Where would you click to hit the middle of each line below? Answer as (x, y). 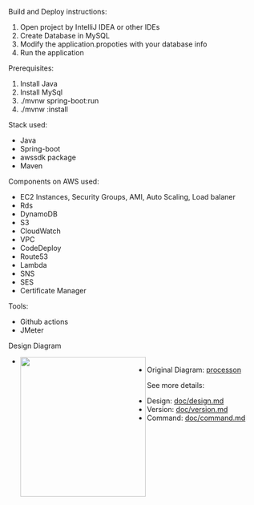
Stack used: (28, 125)
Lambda (33, 265)
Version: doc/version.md (187, 409)
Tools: (18, 306)
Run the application (52, 53)
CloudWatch (40, 231)
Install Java (38, 84)
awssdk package (48, 157)
